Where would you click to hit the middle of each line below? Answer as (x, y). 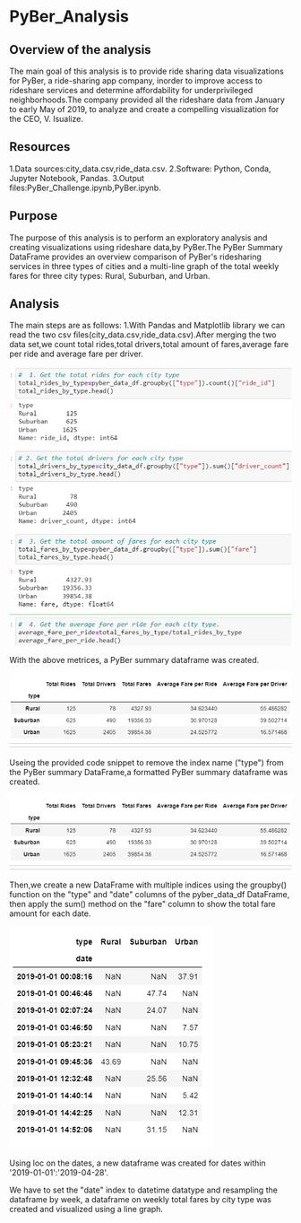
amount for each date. (50, 913)
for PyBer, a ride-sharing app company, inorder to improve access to (136, 81)
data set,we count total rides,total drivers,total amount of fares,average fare (149, 345)
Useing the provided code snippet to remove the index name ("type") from (146, 763)
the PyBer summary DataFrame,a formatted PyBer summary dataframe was (149, 773)
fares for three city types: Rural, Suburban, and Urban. (110, 275)
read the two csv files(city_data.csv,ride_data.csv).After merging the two (143, 335)
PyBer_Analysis (69, 17)
